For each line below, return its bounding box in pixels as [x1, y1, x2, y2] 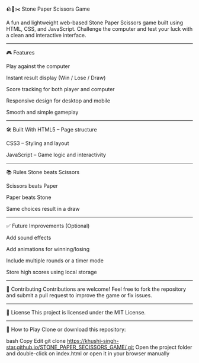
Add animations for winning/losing [6, 246, 90, 252]
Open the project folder [135, 343, 192, 351]
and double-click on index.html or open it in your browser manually [6, 350, 170, 357]
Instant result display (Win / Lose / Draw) [6, 74, 106, 81]
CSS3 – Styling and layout [6, 140, 69, 147]
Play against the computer [6, 63, 70, 70]
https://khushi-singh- [67, 338, 120, 344]
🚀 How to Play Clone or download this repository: [6, 326, 126, 333]
